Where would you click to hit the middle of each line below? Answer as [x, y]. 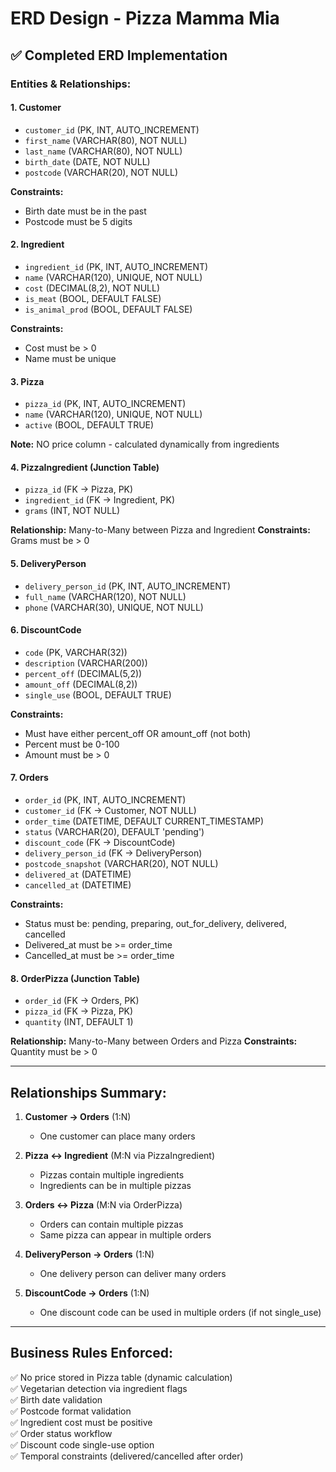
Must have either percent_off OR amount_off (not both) [138, 733]
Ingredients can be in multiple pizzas [115, 1185]
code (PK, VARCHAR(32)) [76, 652]
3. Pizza [27, 381]
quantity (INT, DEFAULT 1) [79, 1022]
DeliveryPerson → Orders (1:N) [89, 1254]
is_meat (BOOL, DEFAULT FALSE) [93, 298]
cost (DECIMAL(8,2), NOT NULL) [92, 288]
